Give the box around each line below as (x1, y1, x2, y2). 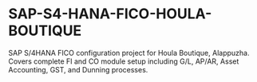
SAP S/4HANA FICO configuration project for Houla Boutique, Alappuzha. (8, 48, 250, 57)
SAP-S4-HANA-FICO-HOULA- (8, 5, 212, 23)
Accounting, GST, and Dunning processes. (8, 64, 148, 74)
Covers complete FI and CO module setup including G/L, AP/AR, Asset (8, 57, 239, 66)
